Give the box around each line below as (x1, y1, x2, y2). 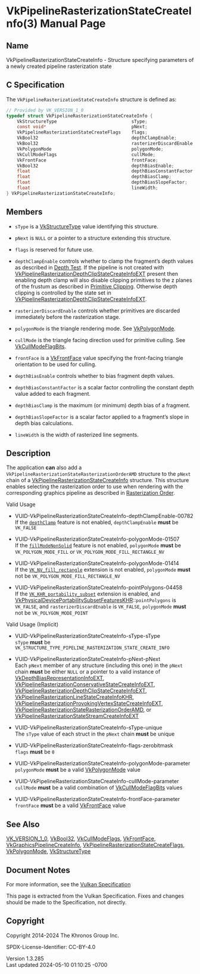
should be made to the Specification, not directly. (6, 899, 127, 906)
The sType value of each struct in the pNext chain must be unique (14, 730, 175, 737)
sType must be (14, 639, 51, 646)
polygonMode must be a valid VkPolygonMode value (14, 766, 141, 773)
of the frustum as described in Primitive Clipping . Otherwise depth (14, 283, 177, 290)
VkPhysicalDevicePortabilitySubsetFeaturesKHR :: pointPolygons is (14, 597, 177, 604)
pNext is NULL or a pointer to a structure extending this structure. (14, 234, 171, 241)
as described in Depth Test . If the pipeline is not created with (14, 263, 165, 271)
